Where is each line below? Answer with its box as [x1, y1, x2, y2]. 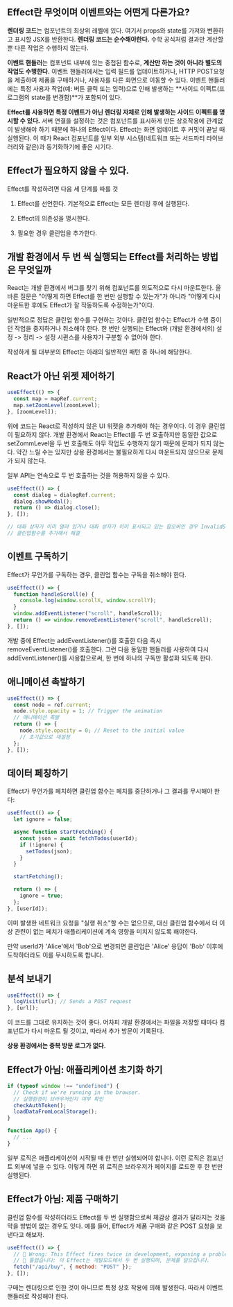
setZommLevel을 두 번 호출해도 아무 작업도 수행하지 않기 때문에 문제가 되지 [7, 439, 212, 447]
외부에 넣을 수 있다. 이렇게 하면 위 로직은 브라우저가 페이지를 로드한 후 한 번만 [14, 1162, 223, 1170]
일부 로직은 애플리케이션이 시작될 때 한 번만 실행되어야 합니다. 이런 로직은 [7, 1154, 205, 1162]
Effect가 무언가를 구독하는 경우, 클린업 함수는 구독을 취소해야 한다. [7, 570, 187, 579]
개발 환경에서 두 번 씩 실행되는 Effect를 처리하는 [7, 251, 200, 263]
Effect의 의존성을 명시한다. [17, 214, 90, 222]
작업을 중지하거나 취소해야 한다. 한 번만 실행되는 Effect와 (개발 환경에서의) [14, 325, 215, 333]
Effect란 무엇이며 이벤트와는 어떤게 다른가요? [7, 6, 190, 19]
